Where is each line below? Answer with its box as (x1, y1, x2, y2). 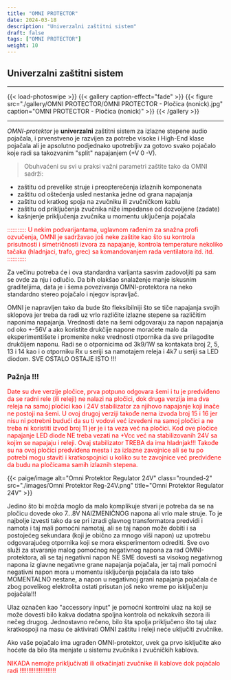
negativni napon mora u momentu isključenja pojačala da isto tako (7, 568, 195, 576)
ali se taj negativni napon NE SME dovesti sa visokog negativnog (40, 553, 223, 561)
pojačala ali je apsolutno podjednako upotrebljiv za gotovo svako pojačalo (7, 141, 217, 150)
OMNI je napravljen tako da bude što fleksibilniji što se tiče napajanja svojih (7, 303, 220, 311)
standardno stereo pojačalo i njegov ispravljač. (7, 290, 140, 298)
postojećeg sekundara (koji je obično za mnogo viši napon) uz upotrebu (7, 531, 211, 539)
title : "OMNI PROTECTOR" (7, 10, 78, 17)
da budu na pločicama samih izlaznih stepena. (7, 461, 138, 469)
